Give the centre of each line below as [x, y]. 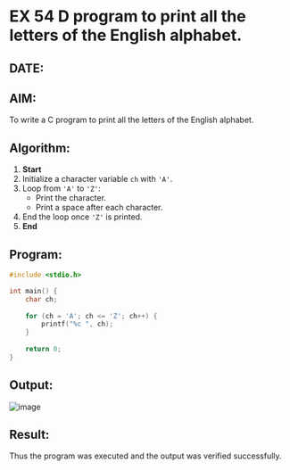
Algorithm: [40, 148]
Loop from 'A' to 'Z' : [61, 188]
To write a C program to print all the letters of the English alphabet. [132, 120]
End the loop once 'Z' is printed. [82, 217]
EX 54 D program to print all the [128, 16]
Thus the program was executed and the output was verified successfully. [146, 456]
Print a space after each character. [99, 208]
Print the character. [71, 198]
